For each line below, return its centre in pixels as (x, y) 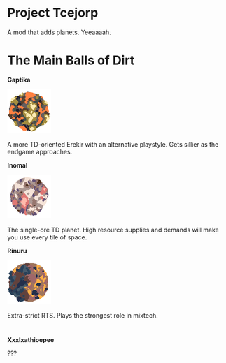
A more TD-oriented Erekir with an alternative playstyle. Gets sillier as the (113, 144)
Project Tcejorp (53, 13)
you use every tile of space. (47, 237)
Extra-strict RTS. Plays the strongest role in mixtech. (83, 315)
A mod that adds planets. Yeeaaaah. (59, 32)
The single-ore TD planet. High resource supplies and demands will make (113, 230)
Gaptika (19, 80)
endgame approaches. (40, 151)
